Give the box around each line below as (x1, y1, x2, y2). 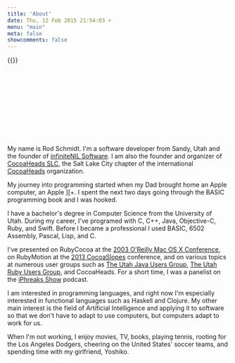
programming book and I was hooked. (7, 195, 118, 204)
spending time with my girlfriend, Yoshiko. (7, 347, 129, 356)
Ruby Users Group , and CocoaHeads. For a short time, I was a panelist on (7, 268, 221, 276)
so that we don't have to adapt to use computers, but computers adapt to (7, 312, 220, 320)
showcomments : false (7, 37, 68, 44)
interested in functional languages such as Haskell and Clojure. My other (7, 297, 218, 305)
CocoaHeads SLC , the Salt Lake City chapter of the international (7, 159, 193, 168)
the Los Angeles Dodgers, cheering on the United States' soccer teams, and (7, 340, 229, 349)
